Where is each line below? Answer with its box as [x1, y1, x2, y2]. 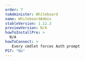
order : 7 [5, 7, 23, 12]
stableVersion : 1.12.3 [5, 21, 52, 26]
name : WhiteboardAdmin [5, 16, 52, 21]
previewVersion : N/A [5, 26, 48, 30]
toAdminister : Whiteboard [5, 12, 58, 17]
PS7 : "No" [5, 48, 26, 53]
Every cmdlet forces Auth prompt [11, 44, 80, 49]
